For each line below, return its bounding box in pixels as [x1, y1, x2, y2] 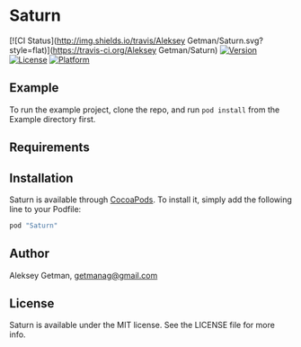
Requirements [9, 140, 90, 156]
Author [9, 246, 49, 262]
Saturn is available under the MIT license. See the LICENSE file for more [9, 320, 276, 331]
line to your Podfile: [9, 203, 82, 214]
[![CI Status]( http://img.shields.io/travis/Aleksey [9, 35, 186, 46]
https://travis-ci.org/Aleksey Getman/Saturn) [52, 44, 218, 55]
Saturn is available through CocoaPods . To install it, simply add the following [9, 194, 292, 205]
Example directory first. [9, 113, 96, 124]
